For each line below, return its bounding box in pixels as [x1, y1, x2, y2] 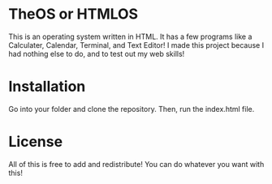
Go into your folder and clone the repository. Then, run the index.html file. [8, 104, 255, 113]
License [8, 133, 63, 151]
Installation [8, 78, 86, 96]
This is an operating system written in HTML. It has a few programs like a [8, 32, 253, 41]
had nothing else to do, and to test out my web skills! [8, 49, 185, 58]
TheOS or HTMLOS [8, 5, 139, 24]
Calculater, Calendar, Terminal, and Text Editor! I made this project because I [8, 40, 265, 49]
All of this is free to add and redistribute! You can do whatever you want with [8, 159, 265, 169]
